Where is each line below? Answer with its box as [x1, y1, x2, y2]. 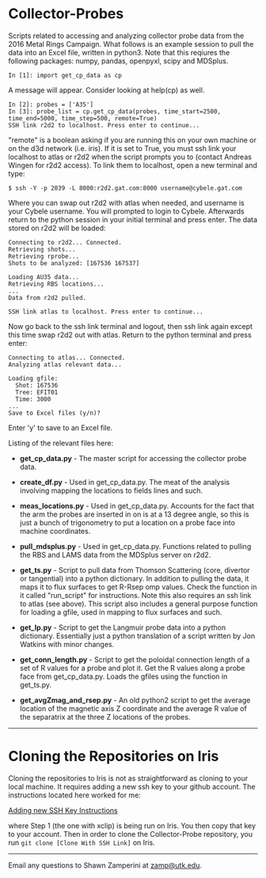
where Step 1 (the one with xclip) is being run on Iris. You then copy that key [8, 820, 256, 831]
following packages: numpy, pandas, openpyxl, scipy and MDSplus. [8, 56, 229, 66]
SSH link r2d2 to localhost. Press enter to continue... [8, 121, 200, 129]
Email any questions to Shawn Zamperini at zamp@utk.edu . [8, 860, 202, 870]
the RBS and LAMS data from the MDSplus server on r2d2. [19, 550, 211, 559]
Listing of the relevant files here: [8, 438, 113, 448]
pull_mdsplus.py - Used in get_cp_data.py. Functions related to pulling [19, 541, 252, 551]
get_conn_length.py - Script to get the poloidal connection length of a [19, 654, 250, 664]
